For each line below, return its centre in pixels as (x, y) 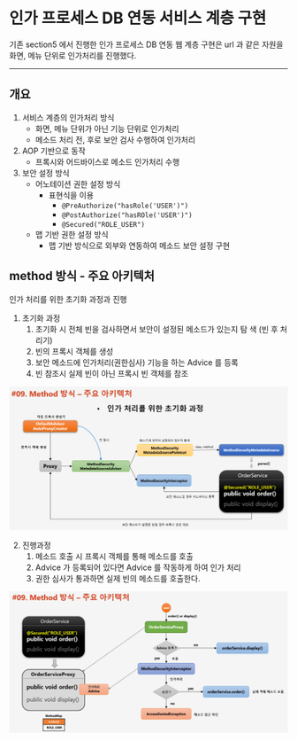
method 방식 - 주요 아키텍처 (82, 276)
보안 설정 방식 (46, 173)
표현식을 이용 (71, 195)
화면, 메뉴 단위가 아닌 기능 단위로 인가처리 (107, 129)
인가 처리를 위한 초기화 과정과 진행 (68, 299)
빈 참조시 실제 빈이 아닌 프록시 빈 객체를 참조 (111, 373)
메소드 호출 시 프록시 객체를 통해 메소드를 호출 (114, 556)
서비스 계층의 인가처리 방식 (68, 117)
